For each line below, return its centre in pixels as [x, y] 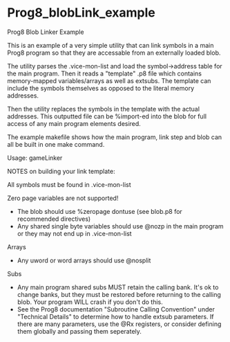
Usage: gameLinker [35, 158]
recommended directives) [54, 219]
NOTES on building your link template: [61, 171]
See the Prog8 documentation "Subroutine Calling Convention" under [116, 309]
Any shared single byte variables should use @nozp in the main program [120, 226]
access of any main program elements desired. [74, 123]
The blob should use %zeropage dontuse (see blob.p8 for [100, 211]
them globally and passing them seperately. [79, 331]
